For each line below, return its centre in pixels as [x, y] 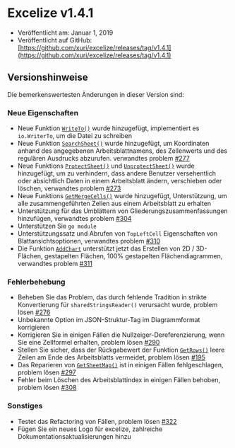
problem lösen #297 [47, 372]
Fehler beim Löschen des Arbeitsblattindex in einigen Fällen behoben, [119, 380]
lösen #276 [34, 312]
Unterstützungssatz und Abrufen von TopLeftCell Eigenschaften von [117, 234]
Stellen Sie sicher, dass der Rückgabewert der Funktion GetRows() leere [121, 350]
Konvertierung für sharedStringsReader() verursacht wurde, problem [117, 305]
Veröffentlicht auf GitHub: [55, 40]
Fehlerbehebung [36, 282]
